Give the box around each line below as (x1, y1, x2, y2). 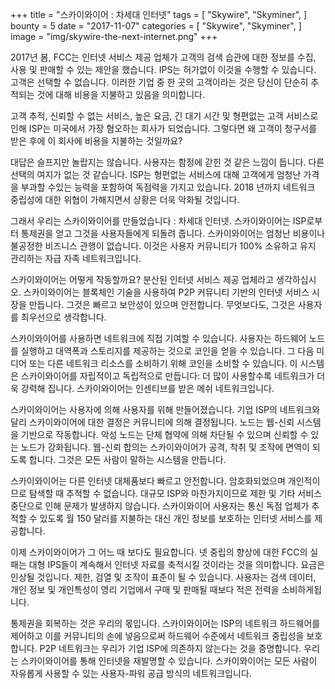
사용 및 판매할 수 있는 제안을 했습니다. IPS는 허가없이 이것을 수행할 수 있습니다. (10, 64, 317, 75)
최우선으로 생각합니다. (20, 311, 107, 323)
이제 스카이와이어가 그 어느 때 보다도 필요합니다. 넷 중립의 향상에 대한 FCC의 (10, 546, 308, 558)
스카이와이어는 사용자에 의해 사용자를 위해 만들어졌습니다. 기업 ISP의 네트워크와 (10, 404, 321, 415)
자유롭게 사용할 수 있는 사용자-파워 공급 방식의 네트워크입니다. (10, 668, 252, 679)
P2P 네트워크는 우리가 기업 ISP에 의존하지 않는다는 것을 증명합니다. (39, 643, 302, 654)
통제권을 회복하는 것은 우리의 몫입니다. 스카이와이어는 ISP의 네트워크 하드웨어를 (10, 618, 321, 629)
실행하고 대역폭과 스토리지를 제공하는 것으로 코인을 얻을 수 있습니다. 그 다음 (20, 345, 315, 357)
